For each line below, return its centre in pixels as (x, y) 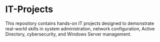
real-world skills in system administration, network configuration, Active (80, 28)
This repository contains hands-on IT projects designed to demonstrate (80, 23)
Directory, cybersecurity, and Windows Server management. (68, 34)
